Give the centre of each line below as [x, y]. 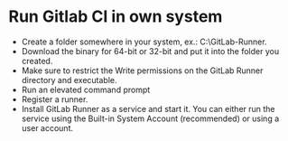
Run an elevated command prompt [86, 89]
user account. [47, 127]
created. [37, 61]
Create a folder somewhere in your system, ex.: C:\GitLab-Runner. [144, 42]
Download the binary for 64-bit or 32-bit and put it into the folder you [150, 51]
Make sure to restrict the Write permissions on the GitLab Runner [142, 70]
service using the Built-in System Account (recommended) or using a [150, 118]
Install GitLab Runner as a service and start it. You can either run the [149, 108]
